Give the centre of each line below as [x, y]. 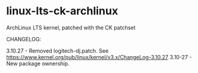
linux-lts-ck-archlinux [62, 11]
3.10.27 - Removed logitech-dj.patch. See [57, 51]
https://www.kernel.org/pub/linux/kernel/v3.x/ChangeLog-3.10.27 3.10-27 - [99, 57]
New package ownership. [38, 63]
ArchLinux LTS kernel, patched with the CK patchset [71, 28]
